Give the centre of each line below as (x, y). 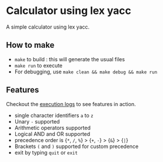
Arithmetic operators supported (53, 128)
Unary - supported (37, 121)
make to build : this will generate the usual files (70, 59)
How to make (30, 45)
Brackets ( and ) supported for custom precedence (77, 146)
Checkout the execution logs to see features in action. (71, 104)
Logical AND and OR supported (52, 134)
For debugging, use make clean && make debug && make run (86, 72)
